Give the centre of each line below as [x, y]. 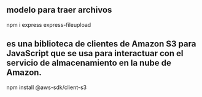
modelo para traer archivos [59, 10]
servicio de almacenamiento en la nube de [89, 63]
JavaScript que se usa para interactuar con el [95, 53]
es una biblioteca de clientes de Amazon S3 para [101, 44]
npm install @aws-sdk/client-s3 [47, 87]
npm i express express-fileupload [49, 24]
